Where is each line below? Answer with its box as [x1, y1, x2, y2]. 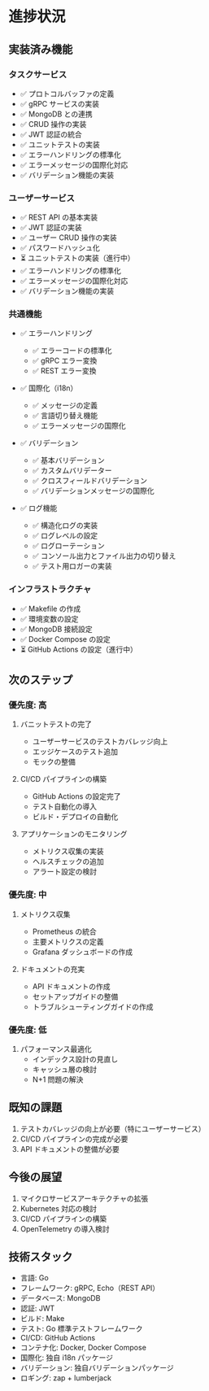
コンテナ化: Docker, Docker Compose [20, 1343, 146, 1353]
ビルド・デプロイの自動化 [32, 812, 119, 822]
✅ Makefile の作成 [20, 604, 81, 613]
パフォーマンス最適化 [20, 1044, 92, 1054]
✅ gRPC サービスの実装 [20, 98, 100, 108]
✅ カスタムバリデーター [32, 465, 112, 476]
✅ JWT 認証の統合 [20, 129, 83, 139]
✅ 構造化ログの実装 [32, 521, 98, 530]
